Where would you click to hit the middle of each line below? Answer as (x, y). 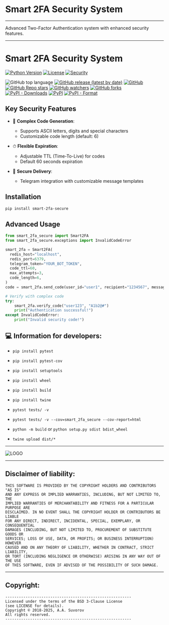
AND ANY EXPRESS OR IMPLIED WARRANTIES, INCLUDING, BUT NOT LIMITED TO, (83, 494)
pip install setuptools (37, 371)
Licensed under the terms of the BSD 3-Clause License (64, 601)
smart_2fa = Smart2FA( (29, 249)
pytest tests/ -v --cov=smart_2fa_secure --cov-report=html (77, 420)
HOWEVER (13, 543)
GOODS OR (14, 534)
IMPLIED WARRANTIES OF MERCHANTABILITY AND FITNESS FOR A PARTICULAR (80, 503)
